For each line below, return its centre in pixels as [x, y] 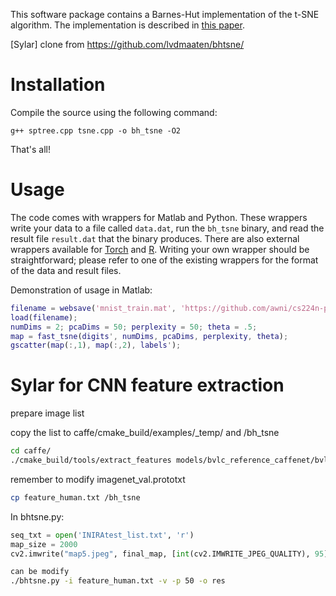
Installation [58, 85]
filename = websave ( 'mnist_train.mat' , [93, 308]
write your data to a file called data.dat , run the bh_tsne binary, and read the [167, 228]
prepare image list [47, 413]
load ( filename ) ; [44, 317]
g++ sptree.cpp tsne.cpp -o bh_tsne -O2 [96, 130]
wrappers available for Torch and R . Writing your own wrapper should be [160, 249]
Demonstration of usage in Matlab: [81, 290]
